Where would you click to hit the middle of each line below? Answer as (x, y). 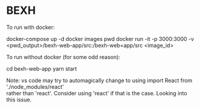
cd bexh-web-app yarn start (42, 68)
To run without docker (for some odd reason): (63, 57)
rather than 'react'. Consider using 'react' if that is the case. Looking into (97, 93)
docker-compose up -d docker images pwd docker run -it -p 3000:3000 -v (100, 39)
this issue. (19, 100)
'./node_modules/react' (35, 87)
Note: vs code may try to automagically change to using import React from (99, 80)
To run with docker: (31, 27)
